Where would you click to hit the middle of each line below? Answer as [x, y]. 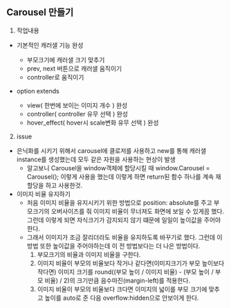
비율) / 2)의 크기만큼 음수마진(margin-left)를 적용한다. [118, 280]
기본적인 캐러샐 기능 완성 [50, 45]
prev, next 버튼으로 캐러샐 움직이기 [74, 69]
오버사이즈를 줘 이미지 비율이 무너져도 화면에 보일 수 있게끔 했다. [138, 211]
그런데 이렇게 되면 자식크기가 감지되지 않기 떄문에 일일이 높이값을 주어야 [124, 219]
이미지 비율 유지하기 [43, 194]
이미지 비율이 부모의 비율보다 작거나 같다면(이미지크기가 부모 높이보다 [131, 263]
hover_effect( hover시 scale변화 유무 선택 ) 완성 [93, 123]
